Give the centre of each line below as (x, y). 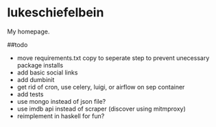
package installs (40, 65)
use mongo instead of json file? (61, 101)
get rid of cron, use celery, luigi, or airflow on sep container (101, 87)
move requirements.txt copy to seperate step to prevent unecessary (113, 58)
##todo (17, 44)
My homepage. (28, 31)
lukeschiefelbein (56, 13)
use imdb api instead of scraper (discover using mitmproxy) (101, 109)
